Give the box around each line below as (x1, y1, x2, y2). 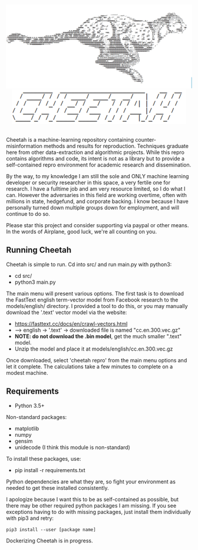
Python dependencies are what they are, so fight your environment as (6, 478, 176, 485)
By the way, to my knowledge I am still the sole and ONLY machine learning (6, 172, 189, 179)
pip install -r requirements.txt (14, 466, 85, 473)
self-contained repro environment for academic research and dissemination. (6, 161, 192, 168)
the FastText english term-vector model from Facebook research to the (6, 296, 179, 303)
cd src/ (14, 272, 32, 279)
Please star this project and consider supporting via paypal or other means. (6, 221, 189, 228)
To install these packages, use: (6, 455, 81, 462)
